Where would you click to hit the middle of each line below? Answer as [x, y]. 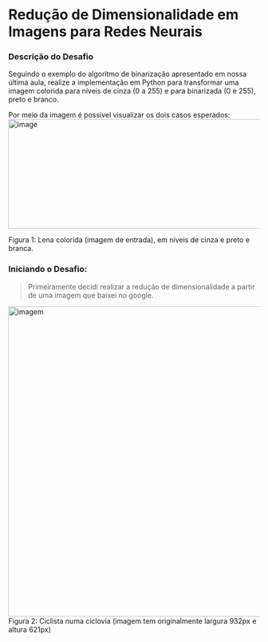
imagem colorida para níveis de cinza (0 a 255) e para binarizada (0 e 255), [132, 91]
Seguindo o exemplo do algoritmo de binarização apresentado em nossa [128, 74]
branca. [21, 249]
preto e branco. [34, 100]
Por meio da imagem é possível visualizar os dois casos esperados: [119, 115]
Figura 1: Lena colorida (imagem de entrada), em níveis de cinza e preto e [129, 240]
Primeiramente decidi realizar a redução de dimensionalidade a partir [141, 286]
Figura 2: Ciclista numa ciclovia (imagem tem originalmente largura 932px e [132, 620]
